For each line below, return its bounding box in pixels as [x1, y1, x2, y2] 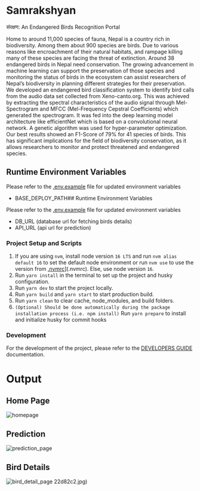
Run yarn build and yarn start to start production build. [14, 291, 154, 298]
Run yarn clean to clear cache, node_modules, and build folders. [14, 297, 175, 304]
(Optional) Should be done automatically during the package [14, 304, 171, 311]
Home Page [6, 395, 50, 405]
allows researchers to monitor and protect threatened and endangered [6, 143, 180, 150]
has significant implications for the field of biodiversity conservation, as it [6, 137, 187, 144]
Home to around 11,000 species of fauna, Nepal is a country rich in [6, 35, 170, 42]
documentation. [6, 351, 45, 358]
